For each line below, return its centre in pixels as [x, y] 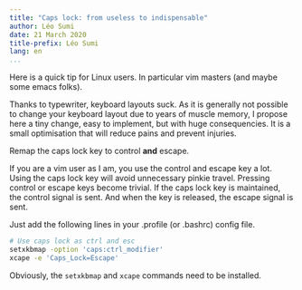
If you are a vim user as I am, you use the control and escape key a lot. [141, 169]
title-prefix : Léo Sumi [54, 43]
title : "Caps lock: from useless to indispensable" [109, 18]
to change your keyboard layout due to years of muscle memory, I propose [148, 114]
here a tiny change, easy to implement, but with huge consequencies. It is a [150, 124]
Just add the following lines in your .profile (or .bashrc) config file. [132, 225]
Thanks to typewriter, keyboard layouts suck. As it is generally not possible [149, 104]
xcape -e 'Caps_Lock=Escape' [64, 258]
